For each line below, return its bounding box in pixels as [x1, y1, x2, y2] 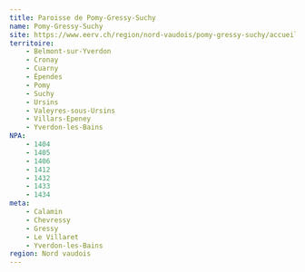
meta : [9, 199, 30, 209]
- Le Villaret [25, 232, 79, 241]
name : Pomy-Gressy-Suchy [9, 22, 103, 31]
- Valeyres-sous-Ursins [25, 106, 116, 115]
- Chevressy [25, 215, 71, 225]
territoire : [9, 38, 54, 48]
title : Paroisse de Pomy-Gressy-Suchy [9, 13, 156, 23]
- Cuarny [25, 64, 59, 73]
